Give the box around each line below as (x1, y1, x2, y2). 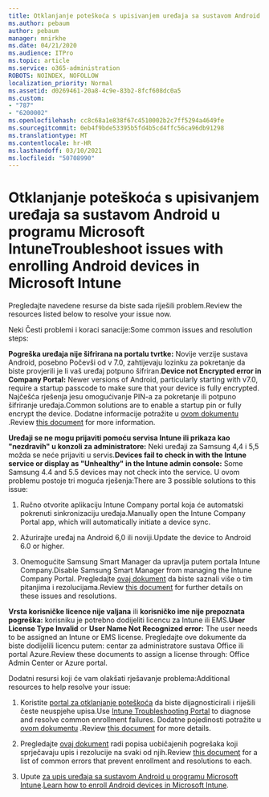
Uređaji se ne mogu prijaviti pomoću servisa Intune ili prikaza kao (8, 433, 230, 443)
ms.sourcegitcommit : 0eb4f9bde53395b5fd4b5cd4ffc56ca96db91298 (8, 124, 225, 132)
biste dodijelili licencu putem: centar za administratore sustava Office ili (8, 641, 244, 650)
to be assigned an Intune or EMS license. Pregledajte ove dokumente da (8, 633, 247, 642)
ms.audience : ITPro (8, 49, 74, 57)
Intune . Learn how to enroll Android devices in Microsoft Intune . (19, 780, 229, 790)
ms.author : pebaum (8, 19, 70, 27)
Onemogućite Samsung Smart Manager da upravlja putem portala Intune (19, 557, 261, 567)
